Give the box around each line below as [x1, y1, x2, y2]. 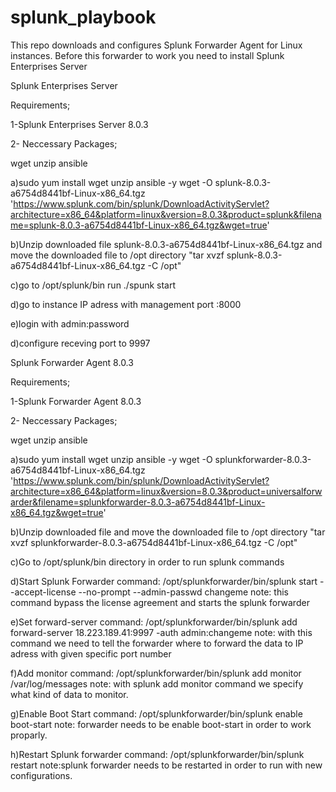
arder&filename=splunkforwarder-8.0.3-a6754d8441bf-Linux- [10, 496, 266, 508]
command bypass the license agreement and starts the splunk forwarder [10, 596, 310, 608]
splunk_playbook [10, 6, 157, 29]
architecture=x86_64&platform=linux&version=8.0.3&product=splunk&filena [10, 208, 322, 220]
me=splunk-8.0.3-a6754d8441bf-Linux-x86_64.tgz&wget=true [10, 219, 268, 231]
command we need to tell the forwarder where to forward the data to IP [10, 637, 304, 649]
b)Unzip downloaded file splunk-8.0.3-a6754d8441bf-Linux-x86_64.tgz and [10, 238, 323, 250]
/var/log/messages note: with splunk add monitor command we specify [10, 677, 304, 690]
